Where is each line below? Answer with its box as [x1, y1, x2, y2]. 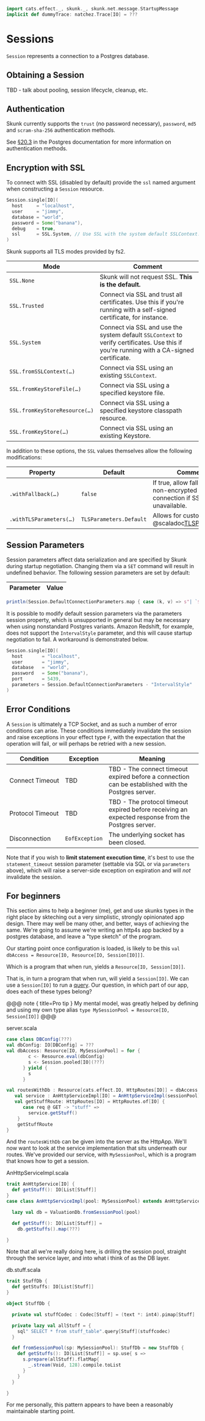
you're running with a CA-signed [99, 346, 194, 354]
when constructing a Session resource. [6, 185, 104, 192]
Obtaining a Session [6, 70, 84, 81]
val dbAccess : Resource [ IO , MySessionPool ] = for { [6, 1048, 140, 1054]
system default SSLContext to [99, 331, 183, 339]
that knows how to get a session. [6, 1158, 90, 1165]
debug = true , [12, 225, 56, 232]
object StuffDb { [6, 1301, 51, 1307]
